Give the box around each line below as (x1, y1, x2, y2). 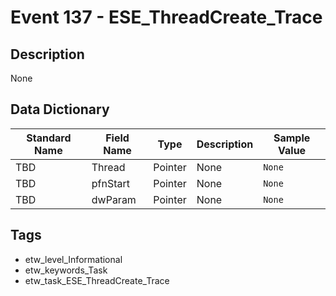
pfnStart (91, 176, 131, 190)
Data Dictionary (10, 101, 110, 118)
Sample (273, 131, 311, 145)
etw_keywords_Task (24, 264, 108, 276)
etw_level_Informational (24, 253, 123, 265)
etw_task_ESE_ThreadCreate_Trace (24, 274, 170, 286)
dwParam (91, 192, 137, 206)
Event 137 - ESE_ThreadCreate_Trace (10, 6, 323, 29)
